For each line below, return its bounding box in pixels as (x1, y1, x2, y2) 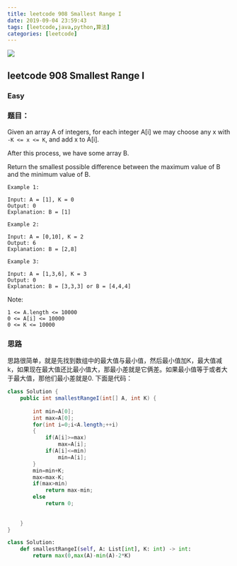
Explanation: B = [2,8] (7, 246, 78, 253)
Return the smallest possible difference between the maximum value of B (7, 162, 221, 171)
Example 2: (7, 221, 40, 228)
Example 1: (7, 183, 40, 191)
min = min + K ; (33, 467, 65, 474)
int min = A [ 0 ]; (33, 408, 74, 415)
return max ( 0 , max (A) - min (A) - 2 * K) (33, 553, 132, 560)
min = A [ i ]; (57, 454, 87, 461)
